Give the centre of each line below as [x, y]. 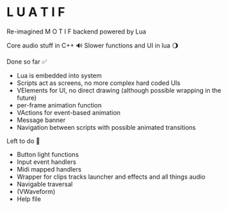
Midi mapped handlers [49, 169]
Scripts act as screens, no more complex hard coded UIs [99, 83]
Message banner [41, 120]
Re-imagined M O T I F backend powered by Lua [76, 31]
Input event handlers [46, 162]
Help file [29, 199]
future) [27, 98]
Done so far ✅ [27, 61]
